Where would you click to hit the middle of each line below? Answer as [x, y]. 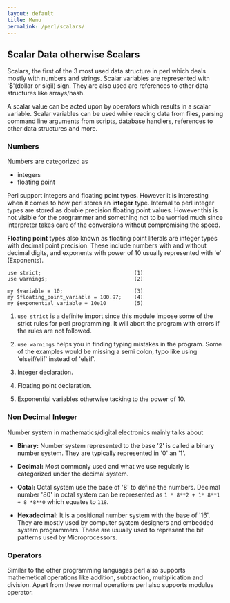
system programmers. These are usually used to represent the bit [110, 530]
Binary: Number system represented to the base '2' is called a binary [116, 445]
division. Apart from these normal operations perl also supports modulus [111, 585]
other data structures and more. [52, 129]
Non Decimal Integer [42, 417]
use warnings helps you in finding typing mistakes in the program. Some [119, 344]
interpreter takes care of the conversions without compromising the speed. [114, 225]
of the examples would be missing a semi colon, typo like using [107, 352]
